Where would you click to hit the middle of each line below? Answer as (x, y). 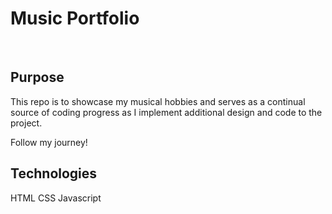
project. (26, 123)
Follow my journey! (49, 142)
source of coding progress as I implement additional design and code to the (166, 112)
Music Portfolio (75, 18)
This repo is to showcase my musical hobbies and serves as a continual (158, 101)
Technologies (54, 173)
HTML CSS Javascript (56, 198)
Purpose (37, 77)
